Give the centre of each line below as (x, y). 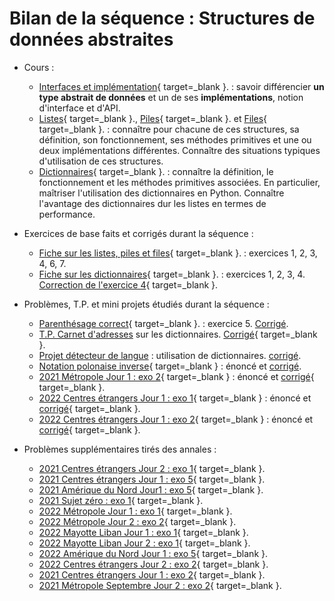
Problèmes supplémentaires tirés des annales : (120, 449)
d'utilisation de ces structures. (101, 161)
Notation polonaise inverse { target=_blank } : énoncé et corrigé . (170, 366)
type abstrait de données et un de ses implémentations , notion (171, 97)
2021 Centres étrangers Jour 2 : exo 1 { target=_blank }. (152, 468)
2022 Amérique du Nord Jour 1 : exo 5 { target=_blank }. (153, 553)
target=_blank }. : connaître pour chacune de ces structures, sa (169, 129)
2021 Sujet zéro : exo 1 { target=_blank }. (121, 500)
